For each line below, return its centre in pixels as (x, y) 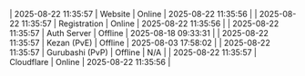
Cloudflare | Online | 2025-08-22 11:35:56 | (90, 62)
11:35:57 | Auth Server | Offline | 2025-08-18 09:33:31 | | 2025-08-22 (139, 33)
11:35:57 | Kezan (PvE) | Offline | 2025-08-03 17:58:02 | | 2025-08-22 (140, 43)
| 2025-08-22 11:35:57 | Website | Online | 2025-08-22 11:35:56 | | (133, 14)
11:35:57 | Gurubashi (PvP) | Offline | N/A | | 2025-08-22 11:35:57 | (133, 52)
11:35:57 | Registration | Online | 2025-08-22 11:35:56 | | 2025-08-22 (150, 24)
